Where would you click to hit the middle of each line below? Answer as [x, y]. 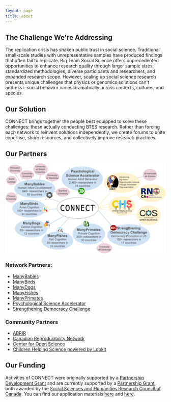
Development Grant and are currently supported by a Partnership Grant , [81, 383]
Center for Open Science [39, 344]
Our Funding [25, 366]
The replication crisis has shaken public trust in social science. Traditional [82, 50]
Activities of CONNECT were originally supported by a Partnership [75, 378]
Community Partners [32, 322]
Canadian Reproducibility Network [49, 339]
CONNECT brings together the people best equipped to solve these [76, 121]
